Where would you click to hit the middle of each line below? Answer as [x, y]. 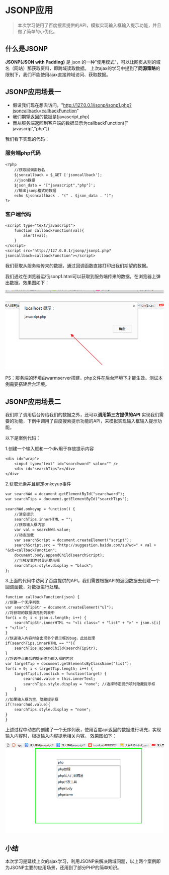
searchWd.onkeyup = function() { [40, 509]
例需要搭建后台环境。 [27, 384]
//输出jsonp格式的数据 [35, 191]
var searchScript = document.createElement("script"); [73, 540]
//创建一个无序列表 [23, 602]
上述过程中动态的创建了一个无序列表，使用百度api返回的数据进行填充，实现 [83, 729]
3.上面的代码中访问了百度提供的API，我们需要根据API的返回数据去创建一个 [82, 580]
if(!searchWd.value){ [28, 705]
